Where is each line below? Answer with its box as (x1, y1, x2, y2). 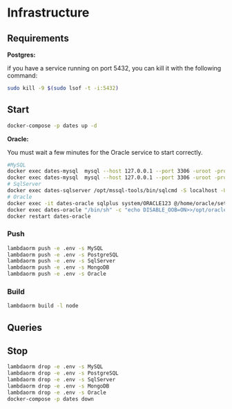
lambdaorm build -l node (7, 303, 79, 310)
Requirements (7, 32, 69, 44)
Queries (7, 321, 43, 333)
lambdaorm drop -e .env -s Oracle (7, 389, 107, 396)
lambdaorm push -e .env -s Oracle (7, 271, 107, 278)
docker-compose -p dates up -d (7, 122, 97, 129)
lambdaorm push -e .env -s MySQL (7, 245, 104, 251)
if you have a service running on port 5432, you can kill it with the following (7, 64, 222, 72)
